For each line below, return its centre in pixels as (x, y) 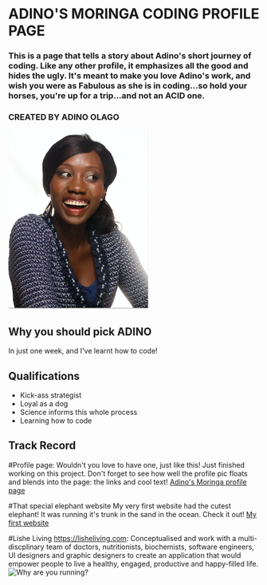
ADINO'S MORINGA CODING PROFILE (134, 14)
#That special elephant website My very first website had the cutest (120, 506)
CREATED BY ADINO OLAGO (64, 117)
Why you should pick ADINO (80, 332)
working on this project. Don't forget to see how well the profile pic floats (128, 473)
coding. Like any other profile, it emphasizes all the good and (128, 66)
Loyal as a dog (44, 404)
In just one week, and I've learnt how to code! (83, 351)
